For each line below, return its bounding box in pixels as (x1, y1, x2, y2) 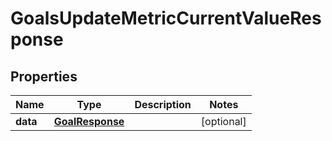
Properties (10, 68, 78, 85)
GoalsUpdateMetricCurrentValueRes (10, 7, 322, 30)
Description (134, 98, 192, 111)
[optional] (200, 115, 247, 128)
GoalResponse (53, 115, 125, 128)
